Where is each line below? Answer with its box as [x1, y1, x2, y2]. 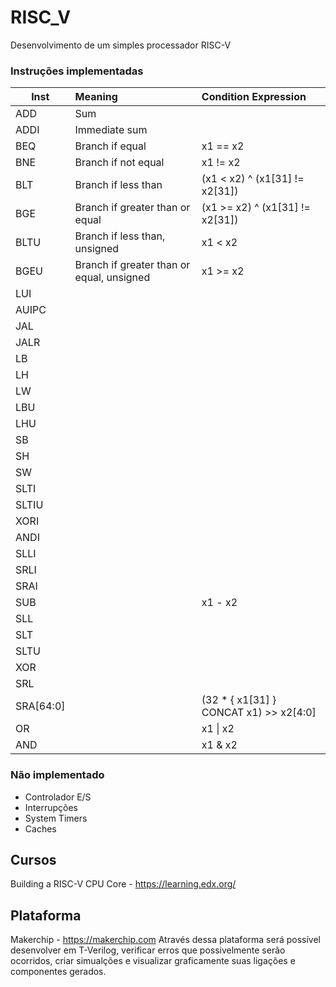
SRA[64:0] [15, 699, 66, 713]
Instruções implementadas [10, 64, 144, 78]
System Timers [24, 812, 88, 824]
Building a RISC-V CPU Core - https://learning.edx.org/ [10, 878, 237, 890]
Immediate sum [74, 123, 148, 137]
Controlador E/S [24, 791, 92, 803]
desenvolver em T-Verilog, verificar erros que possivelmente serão [10, 944, 286, 956]
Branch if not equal [74, 156, 165, 170]
